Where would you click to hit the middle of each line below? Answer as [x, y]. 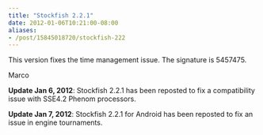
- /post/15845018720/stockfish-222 [67, 37]
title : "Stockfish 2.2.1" [51, 15]
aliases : [23, 30]
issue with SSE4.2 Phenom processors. [72, 99]
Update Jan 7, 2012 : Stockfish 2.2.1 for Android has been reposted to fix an [131, 114]
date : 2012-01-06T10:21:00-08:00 [63, 23]
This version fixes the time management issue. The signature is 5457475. [128, 60]
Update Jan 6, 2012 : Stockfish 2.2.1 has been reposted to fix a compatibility [132, 91]
